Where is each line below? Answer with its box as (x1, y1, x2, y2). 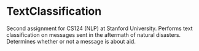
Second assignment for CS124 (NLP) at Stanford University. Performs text (6, 25, 193, 32)
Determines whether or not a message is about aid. (6, 37, 136, 45)
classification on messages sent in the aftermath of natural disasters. (6, 31, 181, 38)
